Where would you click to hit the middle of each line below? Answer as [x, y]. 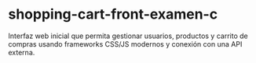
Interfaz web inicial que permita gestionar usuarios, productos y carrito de [128, 36]
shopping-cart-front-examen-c [113, 14]
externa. [22, 52]
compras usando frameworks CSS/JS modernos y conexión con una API [125, 44]
